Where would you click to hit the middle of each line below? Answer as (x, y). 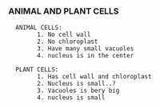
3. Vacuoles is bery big (78, 91)
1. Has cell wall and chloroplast (94, 77)
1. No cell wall (64, 35)
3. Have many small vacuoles (86, 49)
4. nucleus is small (71, 98)
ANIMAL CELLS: (39, 28)
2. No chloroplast (68, 42)
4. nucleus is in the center (86, 56)
